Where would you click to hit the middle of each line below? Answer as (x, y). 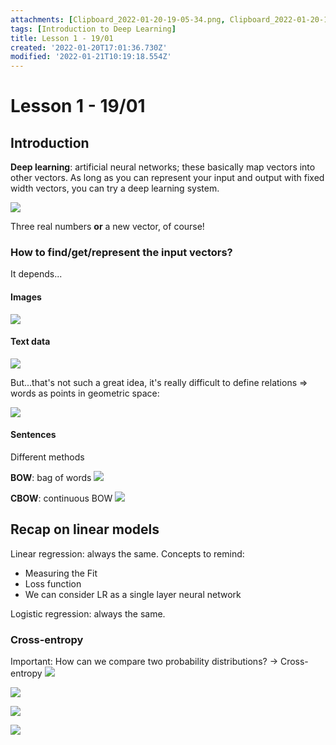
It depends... (36, 274)
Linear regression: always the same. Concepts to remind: (127, 553)
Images (26, 297)
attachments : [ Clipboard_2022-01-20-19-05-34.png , (118, 19)
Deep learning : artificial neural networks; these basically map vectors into (163, 167)
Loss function (53, 583)
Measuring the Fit (61, 573)
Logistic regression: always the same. (88, 613)
